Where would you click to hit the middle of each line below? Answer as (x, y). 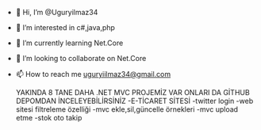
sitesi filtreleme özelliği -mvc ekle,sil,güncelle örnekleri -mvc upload (127, 109)
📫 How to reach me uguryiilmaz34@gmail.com (93, 74)
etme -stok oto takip (49, 118)
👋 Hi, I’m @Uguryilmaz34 (57, 12)
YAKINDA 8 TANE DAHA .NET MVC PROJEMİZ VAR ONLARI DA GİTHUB (132, 92)
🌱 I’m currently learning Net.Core (69, 43)
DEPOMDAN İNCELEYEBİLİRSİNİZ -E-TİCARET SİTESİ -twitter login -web (134, 101)
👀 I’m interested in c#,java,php (65, 27)
